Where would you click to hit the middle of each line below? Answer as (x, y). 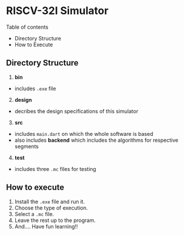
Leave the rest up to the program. (55, 220)
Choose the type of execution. (51, 208)
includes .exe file (35, 88)
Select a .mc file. (34, 214)
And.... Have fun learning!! (46, 226)
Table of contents (27, 27)
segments (27, 146)
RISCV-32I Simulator (57, 11)
